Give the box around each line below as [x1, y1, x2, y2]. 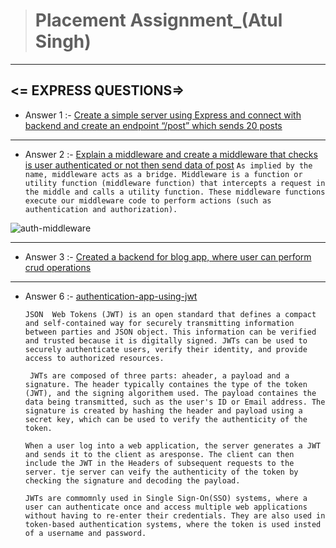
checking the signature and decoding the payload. [24, 475, 241, 486]
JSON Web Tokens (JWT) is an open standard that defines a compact [24, 309, 317, 319]
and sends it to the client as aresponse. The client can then [24, 449, 295, 459]
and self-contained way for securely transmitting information [24, 318, 295, 328]
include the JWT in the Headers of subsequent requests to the [24, 458, 295, 468]
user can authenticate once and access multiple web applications [24, 502, 308, 512]
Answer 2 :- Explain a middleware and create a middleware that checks [24, 148, 318, 160]
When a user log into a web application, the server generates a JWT [24, 440, 322, 451]
